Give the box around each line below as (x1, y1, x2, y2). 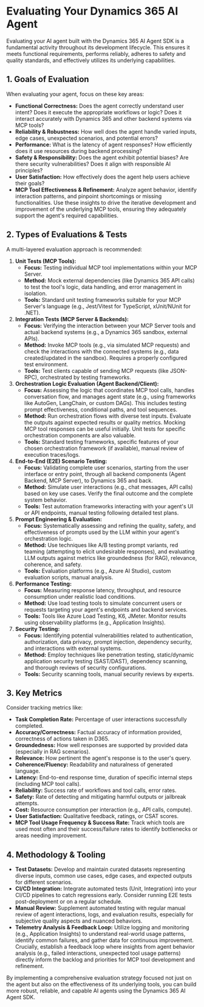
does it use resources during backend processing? (15, 147, 143, 154)
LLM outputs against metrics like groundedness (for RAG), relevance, (24, 554, 197, 561)
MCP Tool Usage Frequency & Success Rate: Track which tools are (15, 819, 185, 827)
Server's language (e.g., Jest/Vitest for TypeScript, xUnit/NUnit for (24, 302, 191, 310)
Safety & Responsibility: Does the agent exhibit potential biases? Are (15, 154, 189, 161)
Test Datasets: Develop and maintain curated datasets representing (15, 865, 185, 873)
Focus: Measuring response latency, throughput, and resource (24, 586, 181, 593)
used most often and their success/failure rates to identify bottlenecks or (15, 825, 198, 833)
